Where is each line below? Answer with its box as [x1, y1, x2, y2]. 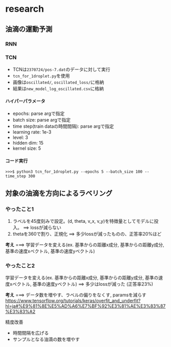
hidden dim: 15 [12, 140, 44, 146]
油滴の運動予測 [5, 25, 53, 33]
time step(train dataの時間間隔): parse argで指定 [12, 123, 114, 129]
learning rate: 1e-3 [12, 129, 52, 135]
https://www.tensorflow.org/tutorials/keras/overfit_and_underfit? [5, 297, 141, 304]
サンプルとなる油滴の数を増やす [12, 336, 80, 342]
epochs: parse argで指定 [12, 110, 65, 117]
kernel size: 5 [12, 145, 41, 151]
